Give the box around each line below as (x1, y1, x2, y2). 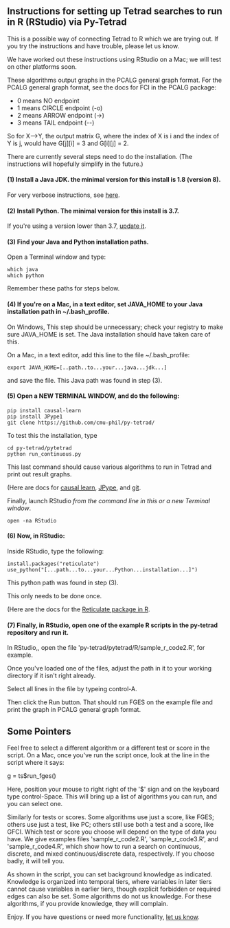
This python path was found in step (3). (7, 578, 119, 587)
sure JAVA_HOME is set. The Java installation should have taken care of (7, 330, 211, 338)
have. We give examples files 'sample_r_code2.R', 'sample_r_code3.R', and (7, 835, 218, 843)
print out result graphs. (7, 470, 72, 478)
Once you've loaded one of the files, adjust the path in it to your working (7, 664, 212, 673)
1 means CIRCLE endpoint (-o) (16, 103, 103, 112)
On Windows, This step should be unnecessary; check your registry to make (7, 323, 224, 331)
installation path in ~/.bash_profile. (7, 308, 110, 316)
